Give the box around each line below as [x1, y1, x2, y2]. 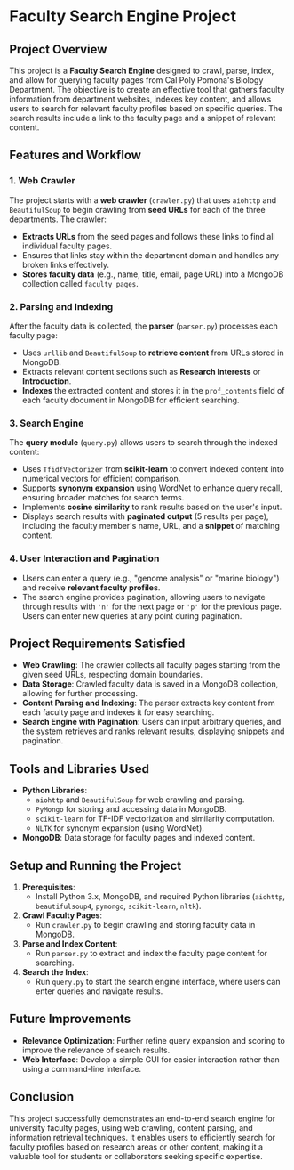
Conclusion [9, 1089, 75, 1105]
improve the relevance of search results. [21, 1044, 171, 1055]
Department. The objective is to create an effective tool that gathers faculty [9, 85, 285, 94]
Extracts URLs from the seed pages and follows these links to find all [21, 231, 275, 241]
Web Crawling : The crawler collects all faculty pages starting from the [21, 660, 281, 670]
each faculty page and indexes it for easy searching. [21, 707, 215, 718]
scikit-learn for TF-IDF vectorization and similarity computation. [35, 813, 275, 825]
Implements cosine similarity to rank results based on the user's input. [21, 501, 282, 513]
